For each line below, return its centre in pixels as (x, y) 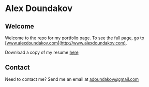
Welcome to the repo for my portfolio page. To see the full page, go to (74, 38)
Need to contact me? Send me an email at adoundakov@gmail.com (72, 79)
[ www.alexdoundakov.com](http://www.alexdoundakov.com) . (66, 43)
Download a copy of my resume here (42, 52)
